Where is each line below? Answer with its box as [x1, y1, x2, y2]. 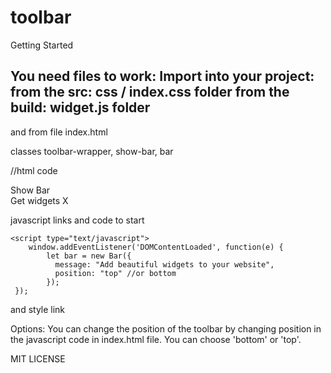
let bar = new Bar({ [46, 251, 132, 261]
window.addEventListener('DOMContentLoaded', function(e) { [28, 242, 284, 252]
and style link [10, 303, 66, 315]
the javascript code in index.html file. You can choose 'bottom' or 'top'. [10, 333, 302, 345]
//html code [10, 164, 58, 176]
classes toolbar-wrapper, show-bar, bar [10, 145, 174, 157]
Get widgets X [10, 194, 69, 206]
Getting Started [10, 39, 74, 51]
